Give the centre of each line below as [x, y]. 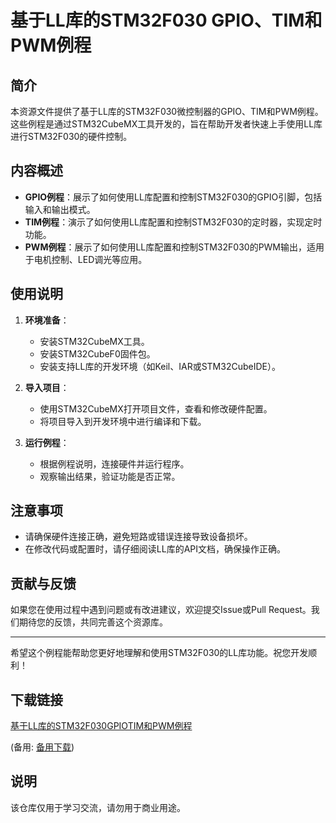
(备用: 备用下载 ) [42, 747]
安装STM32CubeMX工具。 [94, 341]
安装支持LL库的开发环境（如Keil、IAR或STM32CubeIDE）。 [160, 366]
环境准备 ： [47, 320]
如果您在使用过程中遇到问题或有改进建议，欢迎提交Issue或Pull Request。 [161, 610]
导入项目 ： [47, 387]
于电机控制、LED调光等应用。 [86, 259]
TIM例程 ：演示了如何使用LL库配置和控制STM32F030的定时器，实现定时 [173, 222]
